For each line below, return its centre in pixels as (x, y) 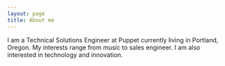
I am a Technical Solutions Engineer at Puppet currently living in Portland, (113, 40)
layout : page (26, 14)
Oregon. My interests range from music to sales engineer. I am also (104, 47)
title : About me (31, 20)
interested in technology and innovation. (65, 55)
